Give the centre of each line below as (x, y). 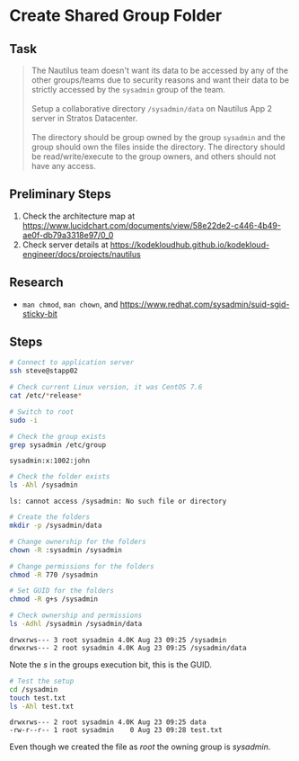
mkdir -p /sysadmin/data (56, 526)
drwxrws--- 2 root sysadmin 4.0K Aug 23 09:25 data (108, 722)
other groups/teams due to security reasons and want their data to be (160, 80)
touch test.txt (38, 698)
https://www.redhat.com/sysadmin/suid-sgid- (205, 304)
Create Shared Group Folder (116, 16)
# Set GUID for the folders (62, 591)
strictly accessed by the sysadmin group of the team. (128, 90)
